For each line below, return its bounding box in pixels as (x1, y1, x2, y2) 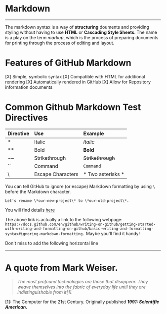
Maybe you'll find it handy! (85, 230, 140, 236)
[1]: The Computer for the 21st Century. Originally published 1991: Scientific (5, 299, 160, 305)
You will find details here (5, 207, 55, 213)
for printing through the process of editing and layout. (5, 40, 115, 46)
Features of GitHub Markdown (5, 58, 132, 68)
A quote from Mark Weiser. (5, 262, 118, 273)
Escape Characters (34, 171, 79, 178)
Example (83, 130, 104, 137)
